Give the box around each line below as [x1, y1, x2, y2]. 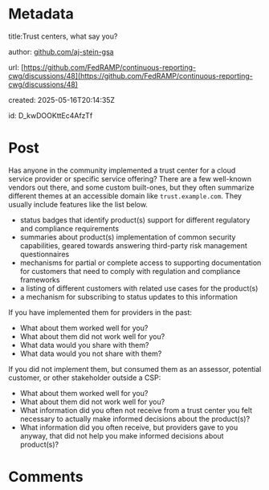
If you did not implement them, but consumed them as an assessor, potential [8, 364, 262, 374]
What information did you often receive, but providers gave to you [19, 423, 238, 432]
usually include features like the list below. [8, 199, 149, 209]
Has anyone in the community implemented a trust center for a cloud [8, 165, 236, 175]
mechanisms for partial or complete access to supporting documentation [19, 258, 262, 267]
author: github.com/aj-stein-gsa [8, 47, 114, 56]
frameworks [19, 275, 60, 284]
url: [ [8, 62, 24, 72]
